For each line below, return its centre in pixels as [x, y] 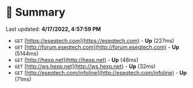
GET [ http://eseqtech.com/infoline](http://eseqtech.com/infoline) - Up [100, 72]
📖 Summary [36, 12]
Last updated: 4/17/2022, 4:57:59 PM [53, 29]
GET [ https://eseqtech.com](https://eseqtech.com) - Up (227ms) [94, 40]
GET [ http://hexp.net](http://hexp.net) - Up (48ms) [76, 60]
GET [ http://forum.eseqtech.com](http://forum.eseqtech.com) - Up [97, 47]
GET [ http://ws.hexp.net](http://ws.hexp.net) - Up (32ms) [85, 66]
